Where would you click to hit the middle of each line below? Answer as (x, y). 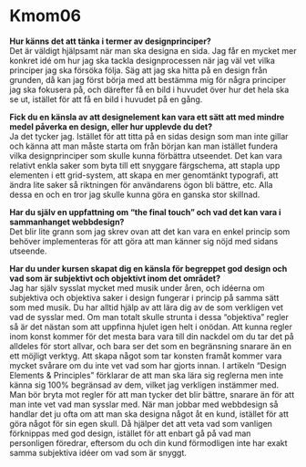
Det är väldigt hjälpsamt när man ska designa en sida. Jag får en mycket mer (153, 50)
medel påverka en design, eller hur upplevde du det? (111, 126)
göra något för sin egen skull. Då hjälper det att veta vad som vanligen (141, 423)
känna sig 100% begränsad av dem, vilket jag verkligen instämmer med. (144, 385)
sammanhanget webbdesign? (67, 222)
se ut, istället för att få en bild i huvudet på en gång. (106, 99)
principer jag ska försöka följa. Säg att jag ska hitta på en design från (138, 70)
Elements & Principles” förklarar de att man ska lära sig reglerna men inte (147, 375)
